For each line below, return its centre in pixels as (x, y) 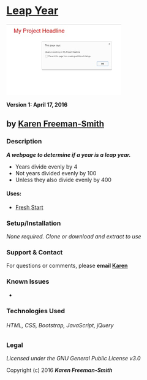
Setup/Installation (34, 223)
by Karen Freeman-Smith (55, 124)
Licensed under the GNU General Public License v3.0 (73, 359)
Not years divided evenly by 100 (56, 173)
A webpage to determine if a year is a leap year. (69, 154)
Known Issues (28, 281)
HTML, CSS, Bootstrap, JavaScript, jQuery (60, 325)
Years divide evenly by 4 (46, 167)
